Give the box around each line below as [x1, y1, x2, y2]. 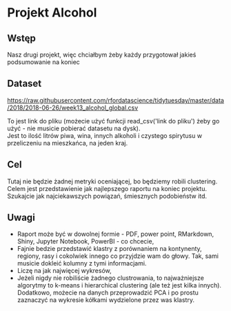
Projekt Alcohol [7, 5, 97, 21]
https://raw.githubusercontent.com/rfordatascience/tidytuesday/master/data [7, 96, 224, 104]
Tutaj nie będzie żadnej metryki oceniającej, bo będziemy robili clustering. [7, 177, 218, 185]
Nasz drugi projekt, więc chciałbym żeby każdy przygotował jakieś [7, 50, 197, 59]
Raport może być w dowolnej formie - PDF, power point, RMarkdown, [17, 230, 214, 239]
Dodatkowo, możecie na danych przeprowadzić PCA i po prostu [17, 288, 199, 297]
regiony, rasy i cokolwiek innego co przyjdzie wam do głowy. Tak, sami [17, 252, 219, 260]
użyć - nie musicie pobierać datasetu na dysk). [7, 124, 141, 132]
